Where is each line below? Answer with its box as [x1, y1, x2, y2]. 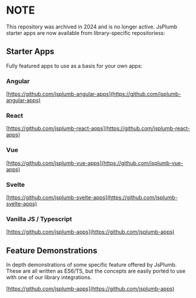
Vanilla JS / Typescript [6, 215, 73, 223]
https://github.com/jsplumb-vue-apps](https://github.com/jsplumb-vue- [8, 159, 184, 166]
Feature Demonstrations [6, 245, 97, 255]
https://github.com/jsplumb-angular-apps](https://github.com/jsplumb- [8, 90, 181, 98]
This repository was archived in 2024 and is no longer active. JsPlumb [6, 23, 178, 30]
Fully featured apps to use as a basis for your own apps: [6, 62, 143, 69]
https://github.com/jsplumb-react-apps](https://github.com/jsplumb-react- [8, 125, 191, 132]
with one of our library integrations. [6, 274, 92, 281]
